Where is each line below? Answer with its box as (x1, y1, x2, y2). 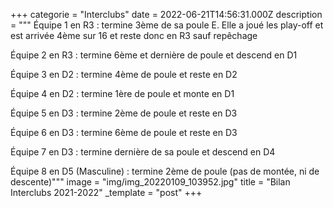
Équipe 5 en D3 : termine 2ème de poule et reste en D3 (10, 107, 238, 119)
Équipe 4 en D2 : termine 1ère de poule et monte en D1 (10, 88, 235, 99)
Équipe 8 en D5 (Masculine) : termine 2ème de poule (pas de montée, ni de (10, 165, 320, 177)
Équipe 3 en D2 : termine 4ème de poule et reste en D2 (10, 69, 238, 80)
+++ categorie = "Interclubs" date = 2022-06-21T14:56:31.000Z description (10, 9, 323, 20)
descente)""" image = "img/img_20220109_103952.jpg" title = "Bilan (10, 176, 291, 188)
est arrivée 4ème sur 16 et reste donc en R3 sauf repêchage (10, 30, 258, 41)
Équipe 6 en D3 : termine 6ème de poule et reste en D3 (10, 127, 238, 138)
